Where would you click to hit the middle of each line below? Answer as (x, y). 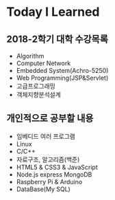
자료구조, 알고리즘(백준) (48, 159)
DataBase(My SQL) (43, 189)
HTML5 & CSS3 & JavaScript (57, 167)
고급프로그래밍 (36, 86)
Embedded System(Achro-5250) (62, 70)
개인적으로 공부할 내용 (50, 119)
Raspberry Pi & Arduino (49, 181)
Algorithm (30, 56)
